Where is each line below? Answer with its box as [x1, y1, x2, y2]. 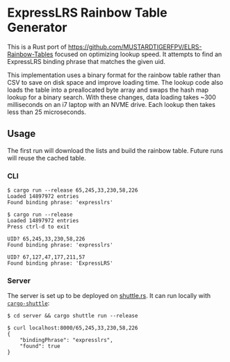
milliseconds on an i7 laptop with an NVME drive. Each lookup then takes [7, 100, 215, 108]
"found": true [19, 343, 60, 350]
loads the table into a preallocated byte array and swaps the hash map [7, 85, 209, 94]
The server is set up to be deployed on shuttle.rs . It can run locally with [7, 292, 211, 300]
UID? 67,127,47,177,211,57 [7, 254, 85, 261]
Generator [7, 19, 67, 35]
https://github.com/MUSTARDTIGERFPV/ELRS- [68, 42, 203, 51]
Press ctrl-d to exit [7, 224, 70, 231]
